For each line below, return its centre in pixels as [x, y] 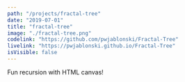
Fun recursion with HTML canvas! [56, 72]
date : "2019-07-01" [35, 20]
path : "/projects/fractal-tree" [54, 14]
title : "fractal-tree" [40, 26]
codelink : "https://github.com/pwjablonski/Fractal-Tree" [93, 40]
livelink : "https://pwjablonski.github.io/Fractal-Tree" [91, 46]
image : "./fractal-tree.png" [49, 33]
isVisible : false [32, 53]
